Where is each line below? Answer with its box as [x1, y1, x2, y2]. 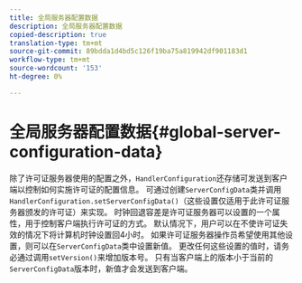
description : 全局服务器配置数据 [9, 22, 124, 31]
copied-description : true [9, 30, 106, 39]
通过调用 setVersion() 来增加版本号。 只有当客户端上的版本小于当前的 [16, 251, 273, 262]
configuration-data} [9, 141, 163, 162]
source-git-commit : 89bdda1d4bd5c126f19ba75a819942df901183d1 [9, 47, 248, 56]
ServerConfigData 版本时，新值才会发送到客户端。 [9, 263, 193, 274]
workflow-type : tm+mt [9, 55, 91, 64]
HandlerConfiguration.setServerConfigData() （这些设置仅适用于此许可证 [9, 195, 282, 206]
